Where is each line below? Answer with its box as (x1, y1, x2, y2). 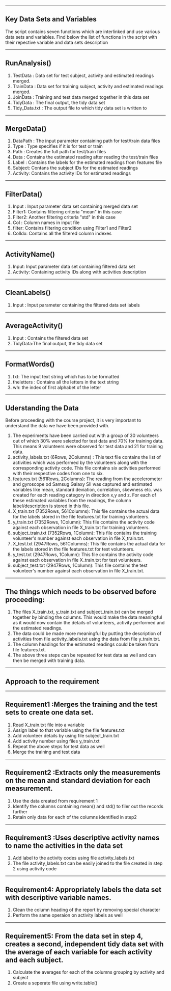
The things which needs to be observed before (5, 587, 157, 596)
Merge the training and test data (12, 749, 80, 755)
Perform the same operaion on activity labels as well (12, 912, 123, 918)
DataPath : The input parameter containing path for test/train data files (12, 138, 160, 144)
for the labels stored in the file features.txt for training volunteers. (12, 514, 150, 520)
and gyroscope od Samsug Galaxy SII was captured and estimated (12, 481, 153, 487)
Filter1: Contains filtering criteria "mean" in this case (12, 209, 122, 215)
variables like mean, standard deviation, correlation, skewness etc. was (12, 487, 162, 493)
